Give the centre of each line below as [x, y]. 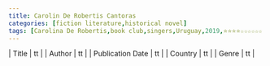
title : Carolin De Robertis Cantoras [72, 16]
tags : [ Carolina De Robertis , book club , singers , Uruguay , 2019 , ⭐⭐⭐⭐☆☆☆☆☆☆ [135, 31]
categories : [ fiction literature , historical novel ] [98, 23]
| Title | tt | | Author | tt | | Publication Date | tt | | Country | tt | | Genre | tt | [132, 54]
